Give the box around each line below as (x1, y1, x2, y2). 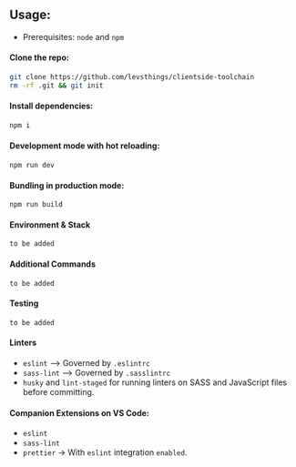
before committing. (22, 387, 95, 398)
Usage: (9, 7, 52, 23)
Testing (9, 298, 39, 309)
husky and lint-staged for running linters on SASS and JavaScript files (22, 377, 288, 388)
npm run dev (9, 161, 55, 170)
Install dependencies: (9, 100, 94, 112)
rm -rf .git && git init (9, 81, 104, 90)
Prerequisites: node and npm (22, 31, 125, 42)
